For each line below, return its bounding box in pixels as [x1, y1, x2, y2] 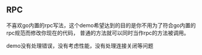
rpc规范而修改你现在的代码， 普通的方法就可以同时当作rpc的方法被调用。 [6, 29, 190, 36]
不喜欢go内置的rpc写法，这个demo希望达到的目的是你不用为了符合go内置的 [6, 21, 196, 29]
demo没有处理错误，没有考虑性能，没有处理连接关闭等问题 [6, 42, 153, 49]
